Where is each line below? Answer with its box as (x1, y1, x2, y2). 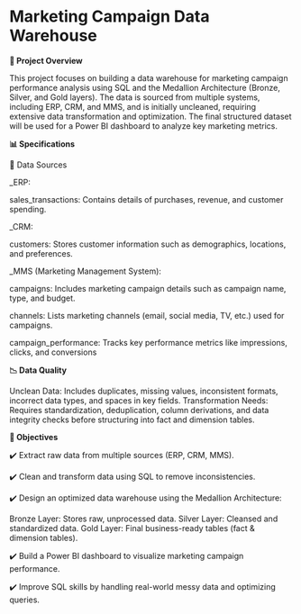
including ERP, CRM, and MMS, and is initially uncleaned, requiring (9, 101, 257, 112)
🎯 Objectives (9, 431, 59, 442)
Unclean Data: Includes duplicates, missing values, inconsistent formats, (9, 385, 278, 396)
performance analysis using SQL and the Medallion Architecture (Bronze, (9, 82, 281, 93)
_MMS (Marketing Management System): (9, 266, 162, 276)
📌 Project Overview (9, 55, 83, 66)
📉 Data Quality (9, 365, 68, 375)
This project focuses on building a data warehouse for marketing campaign (9, 72, 288, 83)
